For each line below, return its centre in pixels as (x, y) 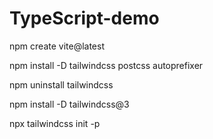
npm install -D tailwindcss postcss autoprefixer (106, 65)
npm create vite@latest (57, 46)
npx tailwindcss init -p (55, 123)
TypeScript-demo (84, 18)
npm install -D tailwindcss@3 (69, 104)
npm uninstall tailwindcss (61, 84)
